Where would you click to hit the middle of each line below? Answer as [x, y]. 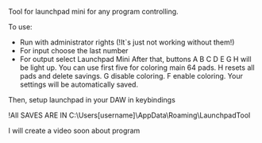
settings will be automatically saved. [79, 84]
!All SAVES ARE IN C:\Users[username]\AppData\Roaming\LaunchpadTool [129, 115]
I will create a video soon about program [74, 131]
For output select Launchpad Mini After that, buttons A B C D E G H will [135, 59]
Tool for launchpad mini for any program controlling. [93, 12]
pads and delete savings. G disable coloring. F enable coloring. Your [131, 76]
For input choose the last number [74, 50]
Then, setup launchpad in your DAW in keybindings [92, 100]
